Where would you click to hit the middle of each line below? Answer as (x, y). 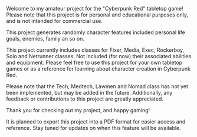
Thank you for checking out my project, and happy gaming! (78, 110)
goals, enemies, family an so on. (45, 39)
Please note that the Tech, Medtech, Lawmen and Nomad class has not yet (97, 86)
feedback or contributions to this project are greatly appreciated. (85, 99)
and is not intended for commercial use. (55, 21)
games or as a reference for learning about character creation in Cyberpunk (98, 69)
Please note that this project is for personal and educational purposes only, (97, 15)
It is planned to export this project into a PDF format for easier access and (96, 122)
